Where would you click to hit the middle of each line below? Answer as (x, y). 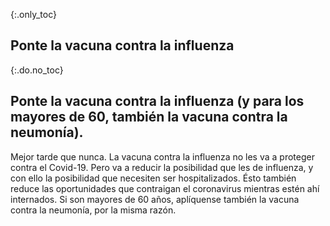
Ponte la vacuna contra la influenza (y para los (157, 101)
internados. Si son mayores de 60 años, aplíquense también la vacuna (155, 199)
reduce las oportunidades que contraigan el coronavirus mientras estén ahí (165, 188)
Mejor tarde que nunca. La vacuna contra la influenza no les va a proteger (162, 156)
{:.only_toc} (33, 14)
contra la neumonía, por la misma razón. (93, 210)
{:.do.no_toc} (37, 70)
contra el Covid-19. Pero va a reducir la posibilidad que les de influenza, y (162, 167)
